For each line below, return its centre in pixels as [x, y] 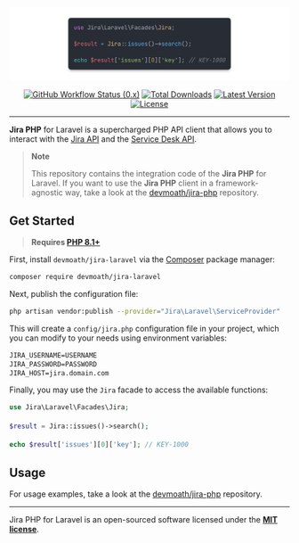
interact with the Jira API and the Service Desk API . [103, 139]
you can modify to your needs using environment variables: [118, 338]
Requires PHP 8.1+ [65, 243]
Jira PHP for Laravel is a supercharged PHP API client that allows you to [141, 130]
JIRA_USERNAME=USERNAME [53, 355]
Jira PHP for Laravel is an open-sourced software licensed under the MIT [144, 520]
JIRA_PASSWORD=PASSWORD [53, 364]
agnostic [47, 193]
